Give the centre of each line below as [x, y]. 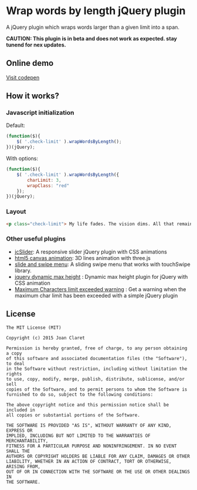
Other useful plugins [36, 239]
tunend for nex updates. [36, 45]
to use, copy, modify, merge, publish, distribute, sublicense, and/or [95, 379]
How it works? [33, 96]
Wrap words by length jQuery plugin [96, 11]
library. [23, 270]
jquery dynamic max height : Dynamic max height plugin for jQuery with [101, 276]
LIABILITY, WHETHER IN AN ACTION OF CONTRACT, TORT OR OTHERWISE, [89, 461]
